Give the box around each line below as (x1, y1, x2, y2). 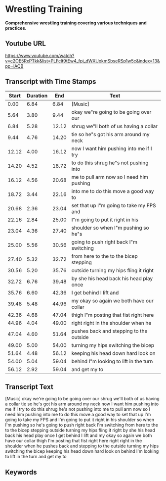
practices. (5, 25, 27, 31)
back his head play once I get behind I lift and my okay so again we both (5, 433, 152, 438)
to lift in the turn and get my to (5, 454, 67, 460)
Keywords (5, 468, 37, 476)
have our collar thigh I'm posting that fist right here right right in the (5, 438, 142, 444)
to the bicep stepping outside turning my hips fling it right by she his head (5, 427, 156, 433)
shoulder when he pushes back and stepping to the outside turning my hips (5, 443, 159, 449)
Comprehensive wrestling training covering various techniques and (5, 20, 147, 26)
